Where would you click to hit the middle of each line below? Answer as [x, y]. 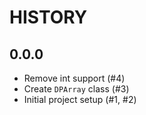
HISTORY [48, 17]
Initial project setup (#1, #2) [80, 99]
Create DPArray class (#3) [76, 89]
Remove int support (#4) [74, 78]
